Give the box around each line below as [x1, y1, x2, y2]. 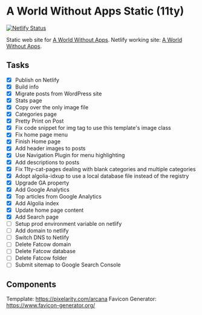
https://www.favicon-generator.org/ [6, 302, 96, 309]
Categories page [15, 110, 57, 118]
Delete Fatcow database [15, 248, 76, 255]
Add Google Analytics [15, 186, 70, 193]
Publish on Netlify [15, 76, 59, 83]
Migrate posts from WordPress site [15, 90, 102, 97]
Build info [15, 83, 39, 90]
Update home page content [15, 206, 84, 214]
